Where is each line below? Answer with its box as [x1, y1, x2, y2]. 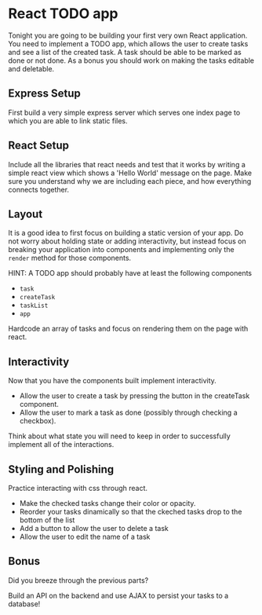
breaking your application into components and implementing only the [8, 245, 235, 254]
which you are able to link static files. [8, 115, 128, 126]
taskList [19, 302, 49, 310]
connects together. [8, 185, 69, 194]
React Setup [8, 139, 69, 152]
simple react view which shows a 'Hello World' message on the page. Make [8, 168, 253, 178]
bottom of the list [19, 515, 75, 525]
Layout [8, 207, 43, 221]
